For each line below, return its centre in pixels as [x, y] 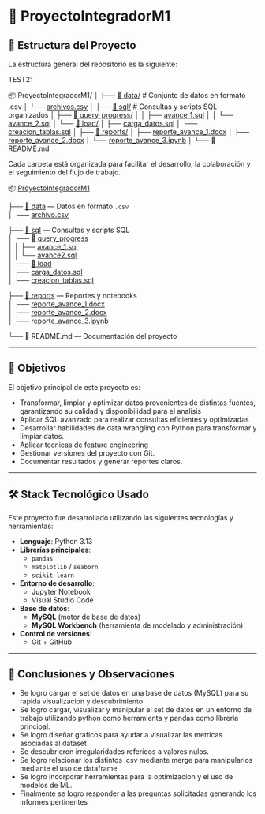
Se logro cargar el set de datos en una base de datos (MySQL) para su [134, 693]
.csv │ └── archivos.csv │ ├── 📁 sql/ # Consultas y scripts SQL [113, 107]
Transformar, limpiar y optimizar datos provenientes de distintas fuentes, [138, 403]
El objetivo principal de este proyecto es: [74, 387]
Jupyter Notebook [61, 591]
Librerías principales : [55, 550]
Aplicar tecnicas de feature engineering [84, 445]
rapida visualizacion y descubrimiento [81, 701]
